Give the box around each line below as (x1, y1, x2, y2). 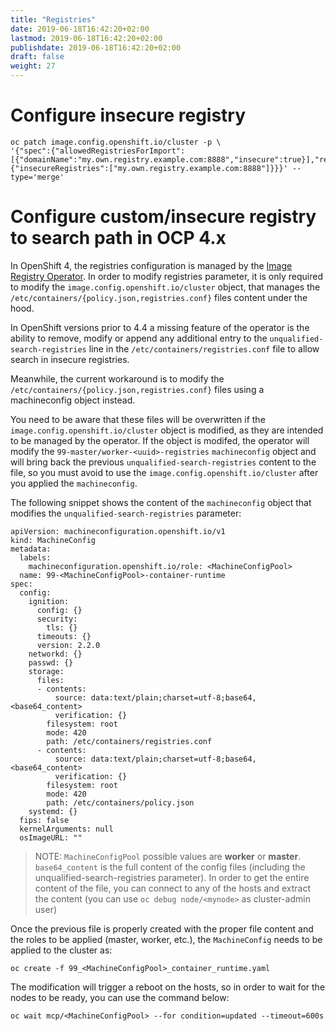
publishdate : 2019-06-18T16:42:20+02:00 (10, 42, 182, 53)
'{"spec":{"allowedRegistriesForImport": (10, 146, 186, 156)
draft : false (10, 52, 65, 62)
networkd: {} (28, 649, 83, 659)
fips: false (19, 815, 70, 825)
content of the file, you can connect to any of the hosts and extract (34, 882, 311, 894)
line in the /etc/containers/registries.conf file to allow (88, 342, 320, 355)
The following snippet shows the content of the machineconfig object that (10, 496, 312, 508)
